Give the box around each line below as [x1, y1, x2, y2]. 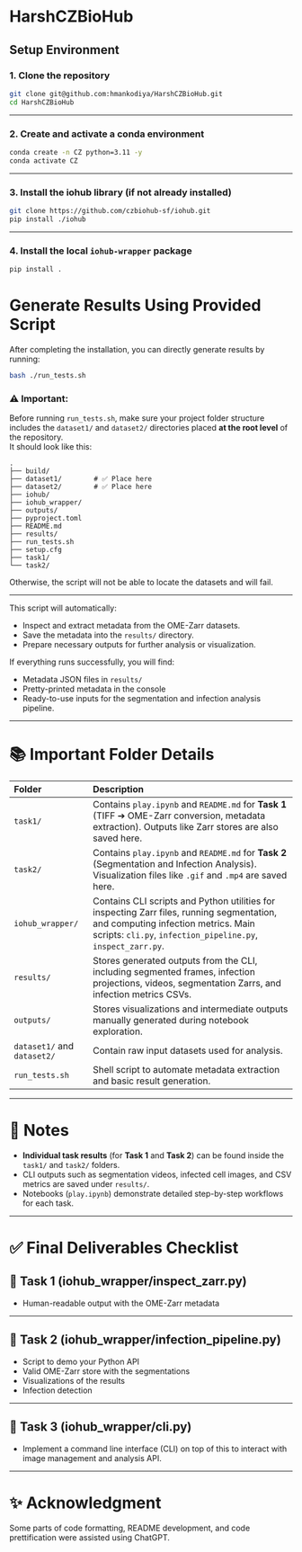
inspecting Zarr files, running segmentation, [93, 905, 277, 918]
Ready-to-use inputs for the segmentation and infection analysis [22, 693, 262, 703]
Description [93, 782, 144, 795]
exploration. [93, 1025, 143, 1038]
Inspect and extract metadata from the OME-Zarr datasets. [22, 620, 241, 630]
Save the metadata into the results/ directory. [22, 629, 195, 640]
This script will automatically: [9, 602, 117, 613]
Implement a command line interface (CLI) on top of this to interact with [22, 1443, 288, 1454]
